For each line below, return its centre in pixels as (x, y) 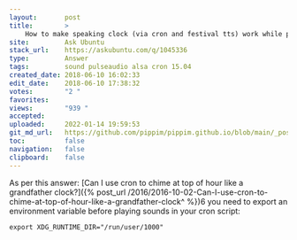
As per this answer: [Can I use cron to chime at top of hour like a (126, 182)
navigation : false (47, 149)
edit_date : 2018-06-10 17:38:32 (75, 83)
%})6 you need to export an (237, 201)
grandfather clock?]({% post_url (68, 192)
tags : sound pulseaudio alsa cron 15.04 (100, 67)
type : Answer (49, 58)
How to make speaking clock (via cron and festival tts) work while (154, 34)
